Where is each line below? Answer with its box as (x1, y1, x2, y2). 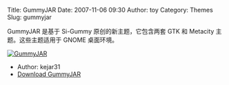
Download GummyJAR (17, 70, 81, 78)
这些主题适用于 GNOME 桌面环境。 (19, 36, 119, 44)
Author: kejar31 (17, 63, 61, 71)
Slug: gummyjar (7, 13, 52, 21)
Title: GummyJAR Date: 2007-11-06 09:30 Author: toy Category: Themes (7, 6, 214, 14)
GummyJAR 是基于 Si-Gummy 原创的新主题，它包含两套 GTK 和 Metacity (7, 27, 215, 35)
